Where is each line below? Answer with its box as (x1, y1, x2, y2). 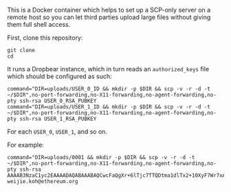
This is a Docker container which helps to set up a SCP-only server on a (7, 6, 211, 14)
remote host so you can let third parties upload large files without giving (7, 13, 211, 21)
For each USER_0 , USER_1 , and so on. (7, 128, 108, 136)
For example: (7, 141, 45, 149)
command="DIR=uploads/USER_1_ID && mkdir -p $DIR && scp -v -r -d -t (7, 104, 211, 110)
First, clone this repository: (7, 34, 83, 42)
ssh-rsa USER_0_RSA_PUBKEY (19, 97, 97, 104)
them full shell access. (7, 21, 71, 28)
